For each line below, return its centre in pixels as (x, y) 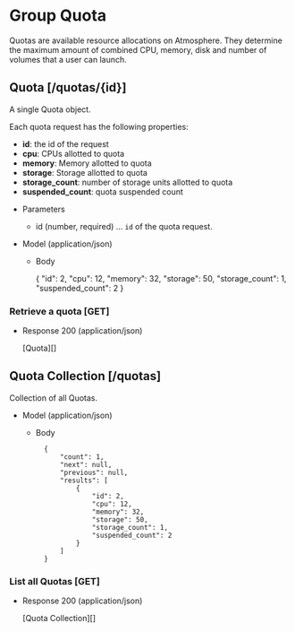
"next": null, (86, 464)
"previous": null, (94, 472)
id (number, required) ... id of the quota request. (124, 226)
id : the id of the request (65, 143)
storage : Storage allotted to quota (84, 172)
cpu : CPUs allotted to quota (73, 153)
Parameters (43, 209)
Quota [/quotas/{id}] (68, 87)
